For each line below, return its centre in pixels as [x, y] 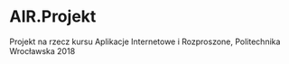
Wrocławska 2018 [42, 50]
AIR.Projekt [53, 17]
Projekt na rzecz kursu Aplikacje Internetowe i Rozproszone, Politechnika [145, 41]
